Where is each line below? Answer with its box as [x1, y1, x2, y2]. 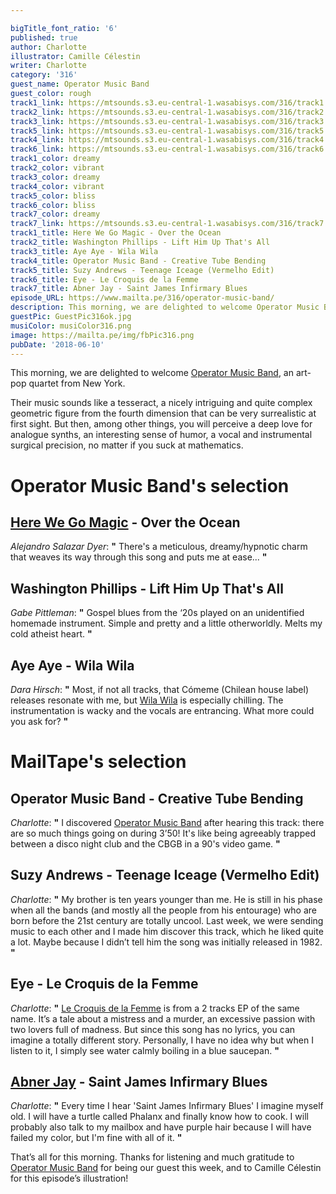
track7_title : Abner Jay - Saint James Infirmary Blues [10, 284, 248, 294]
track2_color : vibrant [10, 163, 105, 173]
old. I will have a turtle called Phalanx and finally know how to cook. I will [10, 1111, 309, 1123]
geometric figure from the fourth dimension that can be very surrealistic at [10, 407, 317, 420]
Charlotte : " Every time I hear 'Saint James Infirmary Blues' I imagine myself [10, 1100, 324, 1112]
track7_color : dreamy [10, 209, 101, 220]
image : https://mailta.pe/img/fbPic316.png [10, 330, 195, 340]
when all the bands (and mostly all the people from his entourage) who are [10, 904, 318, 916]
